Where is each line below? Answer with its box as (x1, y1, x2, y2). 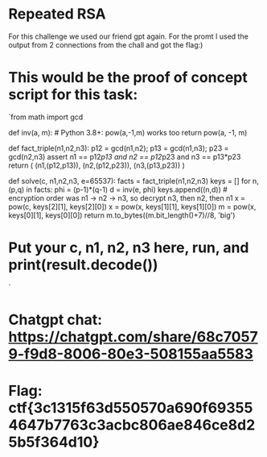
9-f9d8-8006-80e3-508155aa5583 (8, 345, 253, 363)
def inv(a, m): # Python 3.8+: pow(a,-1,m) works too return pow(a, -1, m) (8, 127, 248, 137)
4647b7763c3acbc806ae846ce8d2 (8, 416, 256, 434)
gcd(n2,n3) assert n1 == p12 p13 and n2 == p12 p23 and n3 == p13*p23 (8, 152, 241, 161)
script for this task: (8, 85, 138, 104)
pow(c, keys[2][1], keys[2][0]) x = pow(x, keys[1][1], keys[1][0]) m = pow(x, (8, 201, 257, 211)
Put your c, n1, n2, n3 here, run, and (8, 239, 249, 257)
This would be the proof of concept (8, 69, 248, 87)
